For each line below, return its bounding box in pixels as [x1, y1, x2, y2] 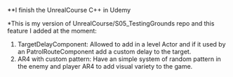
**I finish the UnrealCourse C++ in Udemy [7, 6, 131, 14]
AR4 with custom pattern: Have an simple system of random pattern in [17, 55, 221, 63]
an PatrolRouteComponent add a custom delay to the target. [17, 48, 192, 55]
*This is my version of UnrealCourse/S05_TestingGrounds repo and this [7, 19, 215, 27]
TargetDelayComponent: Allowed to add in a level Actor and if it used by [17, 40, 226, 48]
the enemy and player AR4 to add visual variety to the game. [17, 62, 193, 70]
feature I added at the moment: [7, 27, 97, 35]
